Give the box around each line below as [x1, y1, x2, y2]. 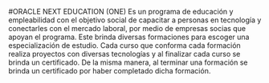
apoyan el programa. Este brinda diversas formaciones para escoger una [8, 32, 250, 41]
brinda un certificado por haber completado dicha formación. [8, 66, 211, 75]
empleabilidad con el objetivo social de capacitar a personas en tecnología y [8, 15, 262, 25]
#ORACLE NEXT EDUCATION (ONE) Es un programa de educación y [8, 7, 234, 16]
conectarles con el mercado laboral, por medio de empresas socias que [8, 24, 247, 33]
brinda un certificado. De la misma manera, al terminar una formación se [8, 57, 248, 67]
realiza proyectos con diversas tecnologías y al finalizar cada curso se [8, 49, 241, 58]
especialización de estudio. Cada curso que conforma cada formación [8, 41, 241, 50]
